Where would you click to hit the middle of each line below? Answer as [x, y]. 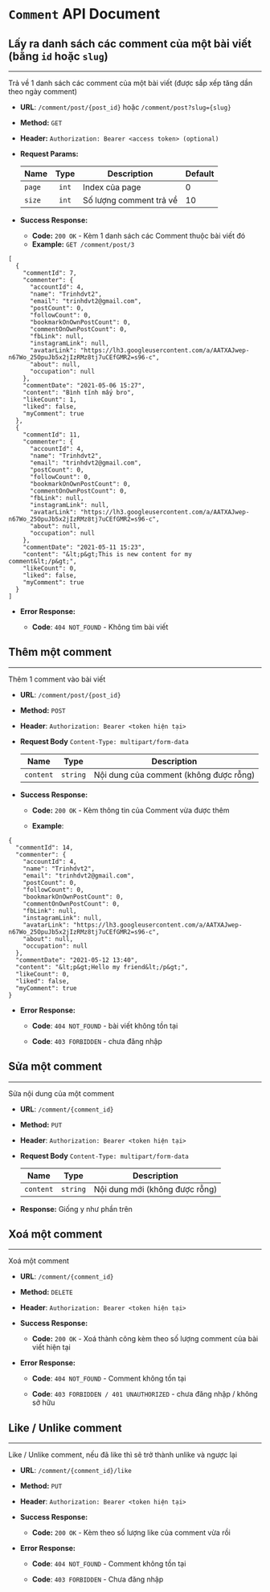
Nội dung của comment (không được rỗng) [174, 775]
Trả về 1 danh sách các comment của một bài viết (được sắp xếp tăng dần [131, 83]
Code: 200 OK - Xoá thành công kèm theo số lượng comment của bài [145, 1339]
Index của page [112, 187]
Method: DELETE [47, 1292]
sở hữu [43, 1402]
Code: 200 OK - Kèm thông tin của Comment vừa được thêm [131, 810]
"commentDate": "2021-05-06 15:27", [84, 386]
